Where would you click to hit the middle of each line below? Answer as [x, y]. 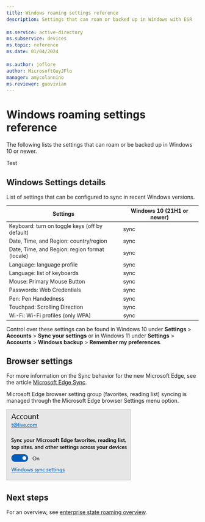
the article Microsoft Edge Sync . [47, 383]
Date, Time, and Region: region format [57, 249]
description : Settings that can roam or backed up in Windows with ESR [99, 19]
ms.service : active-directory [45, 32]
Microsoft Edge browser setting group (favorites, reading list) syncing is [97, 394]
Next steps [27, 497]
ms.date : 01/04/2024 [33, 52]
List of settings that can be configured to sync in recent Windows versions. [101, 197]
